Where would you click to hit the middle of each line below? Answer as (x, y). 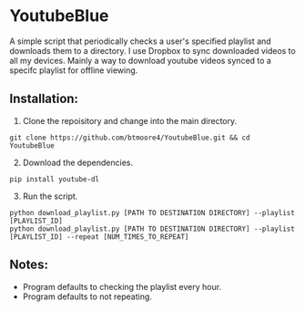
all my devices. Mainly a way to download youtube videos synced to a (140, 60)
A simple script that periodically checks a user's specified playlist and (140, 41)
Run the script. (50, 196)
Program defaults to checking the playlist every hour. (122, 286)
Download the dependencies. (78, 162)
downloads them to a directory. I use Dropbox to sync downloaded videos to (152, 50)
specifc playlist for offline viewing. (74, 70)
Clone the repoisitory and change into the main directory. (130, 120)
